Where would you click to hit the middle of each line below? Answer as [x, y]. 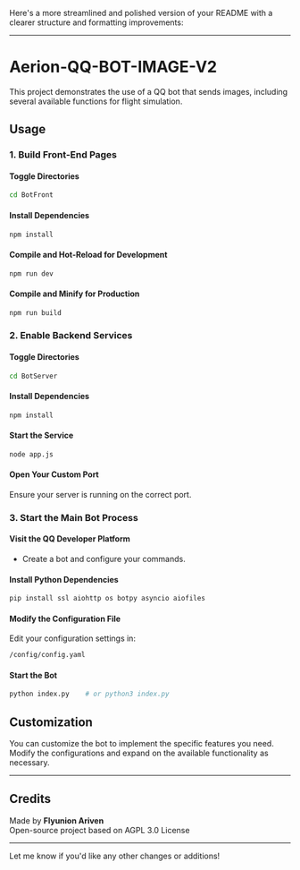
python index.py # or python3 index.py [89, 694]
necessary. [30, 763]
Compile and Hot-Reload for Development [88, 255]
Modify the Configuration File [65, 618]
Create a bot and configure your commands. [104, 559]
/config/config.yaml [48, 655]
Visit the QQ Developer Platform [70, 539]
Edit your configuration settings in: [73, 638]
